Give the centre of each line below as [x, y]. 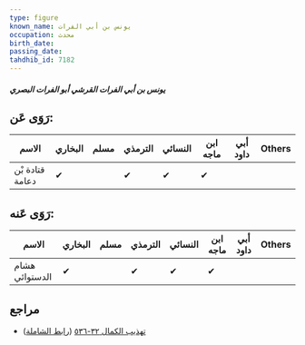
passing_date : [36, 52]
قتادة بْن [30, 170]
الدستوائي [33, 277]
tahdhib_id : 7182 [42, 60]
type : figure [34, 18]
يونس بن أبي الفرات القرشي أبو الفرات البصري [88, 89]
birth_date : [32, 43]
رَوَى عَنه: [32, 213]
